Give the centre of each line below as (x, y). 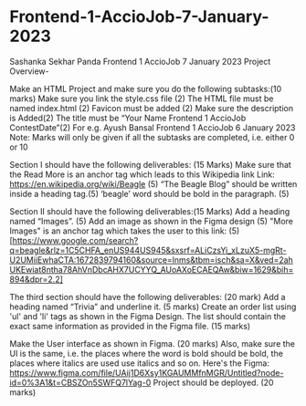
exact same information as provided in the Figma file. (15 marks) (130, 326)
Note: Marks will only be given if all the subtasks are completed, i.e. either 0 (152, 137)
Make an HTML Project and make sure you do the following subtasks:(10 (146, 88)
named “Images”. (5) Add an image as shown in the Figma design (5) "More (152, 221)
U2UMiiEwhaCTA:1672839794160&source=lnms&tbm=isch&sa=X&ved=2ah (152, 260)
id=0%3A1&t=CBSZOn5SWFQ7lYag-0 (80, 382)
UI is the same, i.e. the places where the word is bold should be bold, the (146, 353)
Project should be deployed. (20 (213, 382)
